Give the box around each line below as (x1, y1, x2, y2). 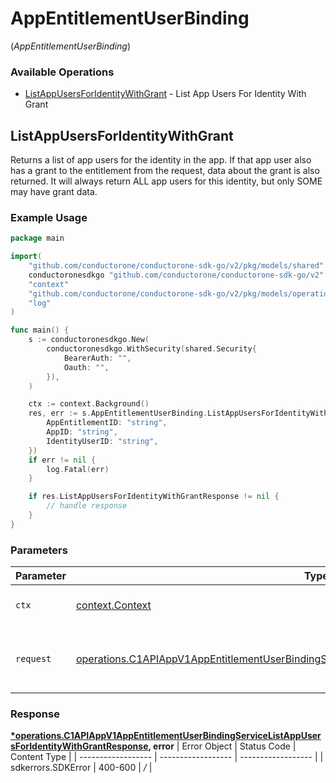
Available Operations (10, 65, 115, 79)
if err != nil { (28, 455, 97, 465)
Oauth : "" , (63, 362, 110, 372)
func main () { (10, 325, 70, 336)
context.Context (75, 598, 152, 612)
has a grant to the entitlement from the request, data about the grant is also (10, 165, 320, 177)
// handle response (46, 501, 128, 511)
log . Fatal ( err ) (46, 464, 110, 474)
